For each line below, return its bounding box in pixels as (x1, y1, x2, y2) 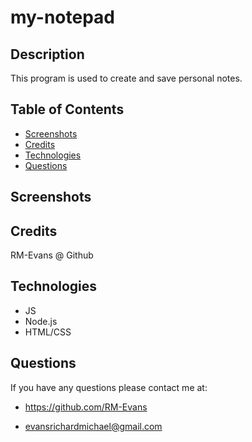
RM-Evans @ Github (10, 249, 94, 261)
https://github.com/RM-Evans (24, 401, 148, 413)
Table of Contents (10, 101, 125, 118)
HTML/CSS (24, 326, 72, 338)
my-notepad (10, 6, 116, 29)
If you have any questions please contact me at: (10, 381, 208, 393)
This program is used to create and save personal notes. (10, 72, 243, 84)
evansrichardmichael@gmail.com (24, 420, 163, 432)
